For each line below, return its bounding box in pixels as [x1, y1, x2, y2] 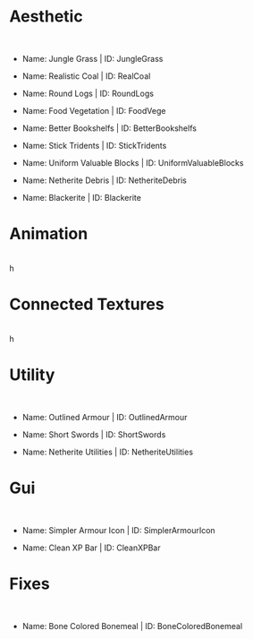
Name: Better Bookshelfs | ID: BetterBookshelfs [21, 123, 197, 134]
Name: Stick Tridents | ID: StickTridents [21, 140, 167, 151]
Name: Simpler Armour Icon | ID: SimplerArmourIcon [21, 524, 216, 535]
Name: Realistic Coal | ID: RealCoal [21, 70, 151, 82]
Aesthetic [9, 6, 83, 27]
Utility [9, 365, 55, 384]
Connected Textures [9, 294, 164, 315]
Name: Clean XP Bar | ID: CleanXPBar [21, 542, 161, 553]
